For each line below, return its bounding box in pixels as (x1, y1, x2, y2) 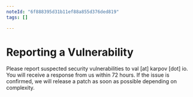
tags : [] (6, 14, 28, 20)
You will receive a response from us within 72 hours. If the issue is (6, 71, 170, 78)
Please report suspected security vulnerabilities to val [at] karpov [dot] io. (6, 65, 188, 72)
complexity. (6, 84, 35, 92)
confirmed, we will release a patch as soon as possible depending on (6, 78, 177, 85)
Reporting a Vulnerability (6, 46, 134, 59)
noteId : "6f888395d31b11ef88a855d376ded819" (6, 8, 119, 15)
